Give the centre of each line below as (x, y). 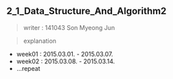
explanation (39, 41)
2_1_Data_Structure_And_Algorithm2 (86, 11)
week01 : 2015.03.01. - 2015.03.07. (65, 54)
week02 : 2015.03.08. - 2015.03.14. (66, 61)
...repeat (28, 68)
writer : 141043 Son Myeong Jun (69, 27)
